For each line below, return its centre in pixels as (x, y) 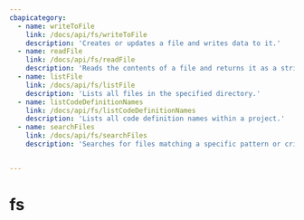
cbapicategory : (38, 18)
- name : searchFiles (56, 128)
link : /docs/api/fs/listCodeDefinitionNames (111, 110)
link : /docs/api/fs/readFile (81, 60)
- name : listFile (50, 77)
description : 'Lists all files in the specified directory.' (143, 93)
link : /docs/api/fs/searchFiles (86, 136)
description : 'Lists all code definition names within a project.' (155, 119)
